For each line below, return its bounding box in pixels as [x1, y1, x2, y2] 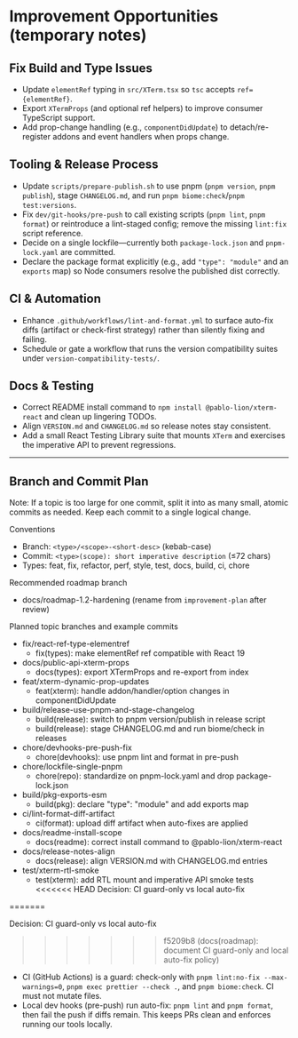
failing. [21, 333, 47, 344]
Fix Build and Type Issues [9, 60, 153, 76]
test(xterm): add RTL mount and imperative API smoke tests [35, 874, 255, 885]
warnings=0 [21, 983, 63, 992]
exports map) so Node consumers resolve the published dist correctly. [21, 265, 281, 276]
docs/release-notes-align [21, 846, 115, 857]
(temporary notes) [9, 25, 147, 45]
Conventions [9, 524, 56, 535]
